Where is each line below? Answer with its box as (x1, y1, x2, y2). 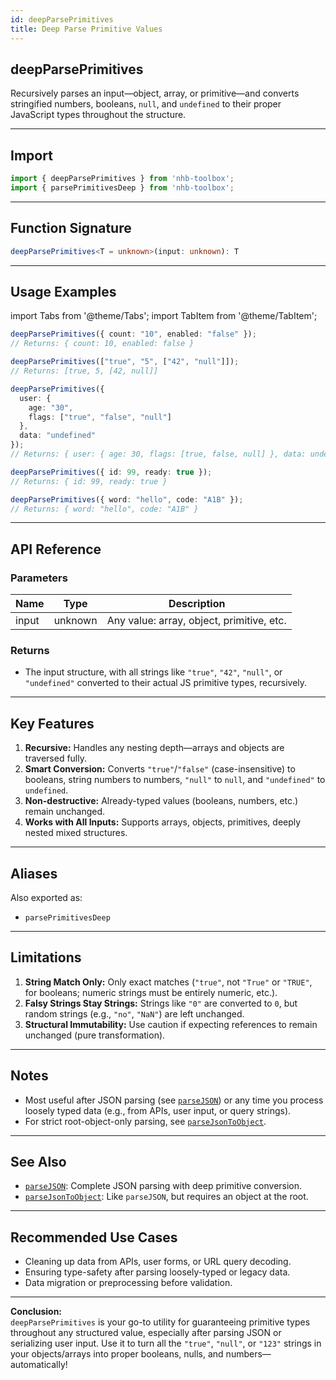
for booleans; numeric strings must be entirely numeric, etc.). (24, 986, 278, 998)
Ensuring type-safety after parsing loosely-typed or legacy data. (24, 1266, 291, 1278)
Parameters (10, 571, 68, 585)
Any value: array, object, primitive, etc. (106, 614, 287, 628)
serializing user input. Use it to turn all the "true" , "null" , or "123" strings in (10, 1337, 322, 1350)
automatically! (10, 1359, 68, 1371)
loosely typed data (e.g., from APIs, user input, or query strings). (24, 1104, 292, 1116)
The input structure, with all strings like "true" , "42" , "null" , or (24, 666, 283, 678)
